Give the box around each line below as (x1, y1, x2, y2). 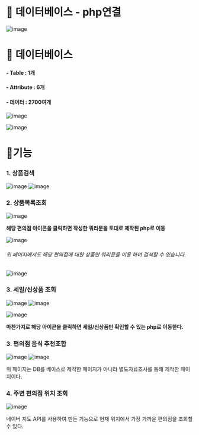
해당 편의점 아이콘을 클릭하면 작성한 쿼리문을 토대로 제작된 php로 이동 (6, 225, 166, 232)
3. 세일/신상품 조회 (6, 285, 56, 294)
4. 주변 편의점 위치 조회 (6, 389, 68, 398)
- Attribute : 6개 (6, 84, 45, 91)
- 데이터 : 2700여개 (6, 99, 52, 106)
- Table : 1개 (6, 69, 36, 76)
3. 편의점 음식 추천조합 (6, 339, 67, 348)
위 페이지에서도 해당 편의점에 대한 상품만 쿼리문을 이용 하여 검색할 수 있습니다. (6, 250, 187, 258)
